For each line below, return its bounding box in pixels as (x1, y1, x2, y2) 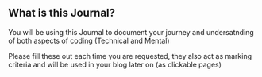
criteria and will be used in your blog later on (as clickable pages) (8, 60, 222, 69)
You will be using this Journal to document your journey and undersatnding (8, 27, 254, 37)
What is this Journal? (8, 6, 116, 20)
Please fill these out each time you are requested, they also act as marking (8, 51, 252, 60)
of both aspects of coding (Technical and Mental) (8, 36, 170, 45)
